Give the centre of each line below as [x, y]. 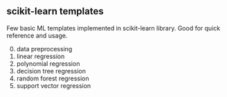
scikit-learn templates [55, 11]
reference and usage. [37, 35]
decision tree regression [51, 71]
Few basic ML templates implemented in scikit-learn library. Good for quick [113, 28]
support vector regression [54, 85]
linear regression [40, 56]
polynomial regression [48, 63]
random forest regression [53, 78]
